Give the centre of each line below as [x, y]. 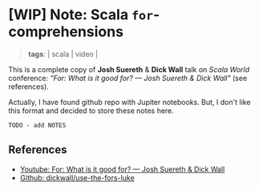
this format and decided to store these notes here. [91, 111]
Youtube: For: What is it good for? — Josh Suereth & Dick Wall [122, 169]
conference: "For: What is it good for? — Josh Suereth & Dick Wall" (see [128, 78]
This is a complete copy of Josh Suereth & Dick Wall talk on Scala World [129, 69]
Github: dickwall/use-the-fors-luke [77, 177]
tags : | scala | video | [63, 54]
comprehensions [66, 32]
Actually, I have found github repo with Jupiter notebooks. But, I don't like [129, 102]
